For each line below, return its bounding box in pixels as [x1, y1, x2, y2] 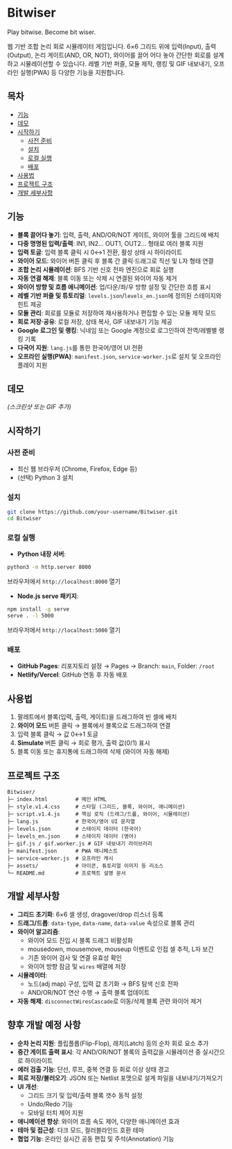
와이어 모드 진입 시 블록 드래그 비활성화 [27, 936, 134, 944]
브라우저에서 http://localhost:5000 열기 [7, 626, 121, 634]
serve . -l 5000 [7, 613, 54, 620]
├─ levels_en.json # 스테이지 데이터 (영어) [7, 832, 137, 840]
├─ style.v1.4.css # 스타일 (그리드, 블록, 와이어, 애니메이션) [7, 803, 186, 810]
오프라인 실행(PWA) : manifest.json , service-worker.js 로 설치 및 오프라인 [17, 352, 222, 361]
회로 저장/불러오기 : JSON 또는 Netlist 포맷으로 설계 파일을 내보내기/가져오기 [17, 1073, 223, 1082]
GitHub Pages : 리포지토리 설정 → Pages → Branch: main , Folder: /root [17, 662, 215, 670]
